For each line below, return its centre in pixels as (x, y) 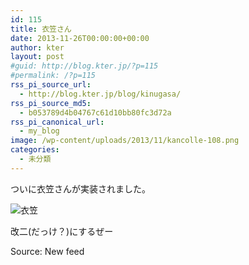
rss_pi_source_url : (51, 85)
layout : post (37, 57)
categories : (35, 150)
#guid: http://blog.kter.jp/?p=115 (84, 66)
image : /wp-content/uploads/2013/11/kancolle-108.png (125, 141)
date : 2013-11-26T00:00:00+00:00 (80, 38)
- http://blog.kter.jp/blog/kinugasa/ (100, 94)
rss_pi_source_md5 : (51, 103)
